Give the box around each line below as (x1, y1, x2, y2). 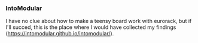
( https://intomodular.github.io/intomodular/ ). (5, 30, 114, 37)
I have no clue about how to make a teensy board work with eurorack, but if (5, 18, 192, 25)
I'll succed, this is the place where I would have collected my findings (5, 24, 176, 31)
